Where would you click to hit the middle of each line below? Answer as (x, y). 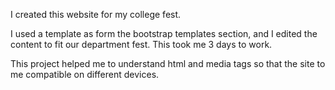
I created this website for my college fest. (96, 14)
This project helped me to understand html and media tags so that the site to (168, 63)
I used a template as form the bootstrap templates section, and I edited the (164, 33)
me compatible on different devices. (85, 74)
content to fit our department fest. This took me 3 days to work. (141, 44)
